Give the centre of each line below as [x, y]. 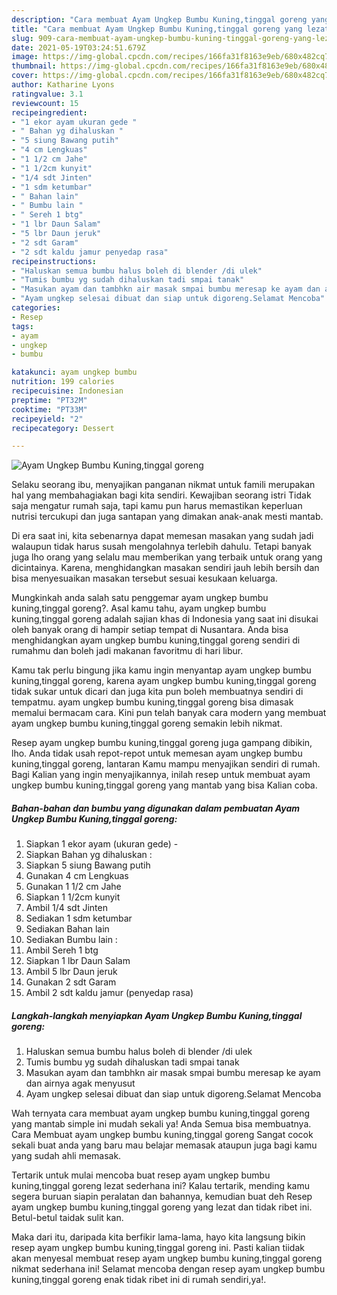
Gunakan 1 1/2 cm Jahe [73, 887]
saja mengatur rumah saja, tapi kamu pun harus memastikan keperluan [157, 506]
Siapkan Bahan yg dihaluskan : [89, 855]
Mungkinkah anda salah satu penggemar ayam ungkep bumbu [140, 598]
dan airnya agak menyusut [80, 1083]
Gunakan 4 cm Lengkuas [77, 876]
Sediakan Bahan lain [67, 929]
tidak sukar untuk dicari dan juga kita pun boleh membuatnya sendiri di [157, 692]
